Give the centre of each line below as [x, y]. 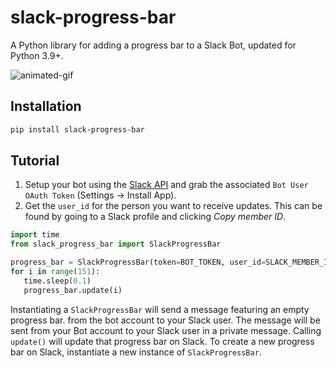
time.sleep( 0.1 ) [57, 281]
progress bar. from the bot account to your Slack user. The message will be [165, 320]
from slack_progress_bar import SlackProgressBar [116, 244]
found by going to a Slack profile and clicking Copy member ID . [155, 217]
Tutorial [35, 161]
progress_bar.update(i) [73, 290]
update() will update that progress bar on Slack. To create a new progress [162, 341]
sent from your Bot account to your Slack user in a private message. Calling [166, 330]
